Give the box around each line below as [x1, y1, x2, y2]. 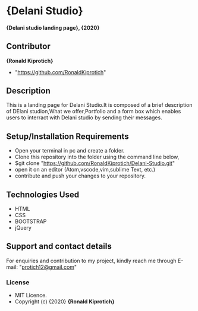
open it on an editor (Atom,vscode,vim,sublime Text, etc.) [14, 166, 156, 173]
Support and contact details [6, 242, 112, 252]
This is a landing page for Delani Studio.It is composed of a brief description [6, 101, 193, 109]
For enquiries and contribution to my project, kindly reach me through [6, 257, 177, 264]
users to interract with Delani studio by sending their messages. [6, 114, 162, 121]
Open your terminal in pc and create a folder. [14, 147, 125, 154]
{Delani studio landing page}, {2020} [6, 24, 100, 31]
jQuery [14, 224, 32, 231]
